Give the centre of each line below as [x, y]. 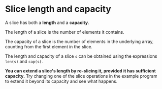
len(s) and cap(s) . [24, 61]
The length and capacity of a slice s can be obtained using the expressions [81, 56]
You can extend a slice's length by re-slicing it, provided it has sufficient [81, 71]
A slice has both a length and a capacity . [47, 22]
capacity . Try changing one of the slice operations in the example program [81, 76]
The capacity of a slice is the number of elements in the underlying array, [80, 41]
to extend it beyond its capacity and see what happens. [61, 81]
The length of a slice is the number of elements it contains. [65, 32]
